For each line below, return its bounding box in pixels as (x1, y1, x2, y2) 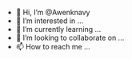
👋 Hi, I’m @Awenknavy (15, 8, 90, 17)
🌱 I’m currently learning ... (15, 25, 102, 33)
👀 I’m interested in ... (15, 16, 84, 26)
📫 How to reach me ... (15, 42, 90, 51)
